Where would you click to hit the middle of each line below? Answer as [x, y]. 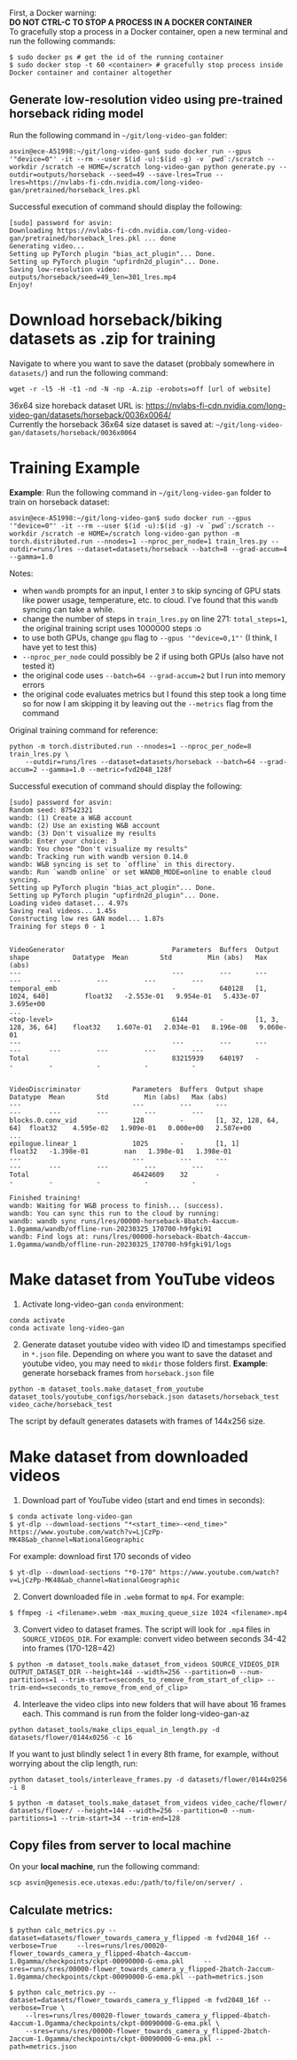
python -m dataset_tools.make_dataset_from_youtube [106, 1389]
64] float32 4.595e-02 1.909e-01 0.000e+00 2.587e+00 [130, 1128]
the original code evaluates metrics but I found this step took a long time [154, 694]
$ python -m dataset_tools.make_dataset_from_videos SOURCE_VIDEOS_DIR [144, 1664]
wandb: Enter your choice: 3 [63, 841]
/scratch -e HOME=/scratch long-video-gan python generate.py [158, 167]
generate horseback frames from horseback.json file [118, 1372]
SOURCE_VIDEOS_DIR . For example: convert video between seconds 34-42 [154, 1638]
